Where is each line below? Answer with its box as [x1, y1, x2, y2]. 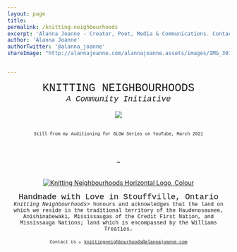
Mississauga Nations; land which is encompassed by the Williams [20, 220, 217, 227]
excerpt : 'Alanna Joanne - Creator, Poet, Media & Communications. [7, 30, 210, 37]
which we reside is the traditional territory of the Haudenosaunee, [13, 207, 224, 214]
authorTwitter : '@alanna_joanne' [7, 43, 106, 50]
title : [7, 17, 27, 24]
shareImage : [7, 50, 42, 57]
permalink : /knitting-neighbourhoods [7, 23, 119, 30]
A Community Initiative [66, 94, 171, 104]
